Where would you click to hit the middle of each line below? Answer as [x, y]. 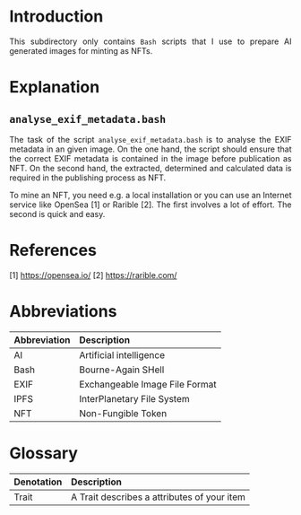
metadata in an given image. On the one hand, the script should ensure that [150, 149]
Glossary [44, 453]
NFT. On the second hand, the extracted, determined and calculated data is [150, 168]
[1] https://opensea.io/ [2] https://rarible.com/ [93, 275]
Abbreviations [63, 312]
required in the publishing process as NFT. [88, 178]
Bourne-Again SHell [122, 370]
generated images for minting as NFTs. [81, 50]
